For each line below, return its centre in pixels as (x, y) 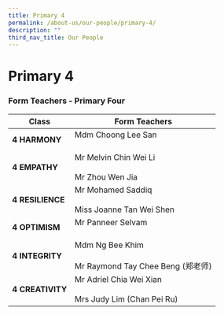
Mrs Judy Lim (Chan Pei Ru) (126, 298)
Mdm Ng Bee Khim (109, 245)
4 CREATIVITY (40, 289)
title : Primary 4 (37, 15)
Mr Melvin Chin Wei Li (115, 157)
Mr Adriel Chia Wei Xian (118, 279)
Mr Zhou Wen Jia (106, 176)
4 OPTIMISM (36, 227)
